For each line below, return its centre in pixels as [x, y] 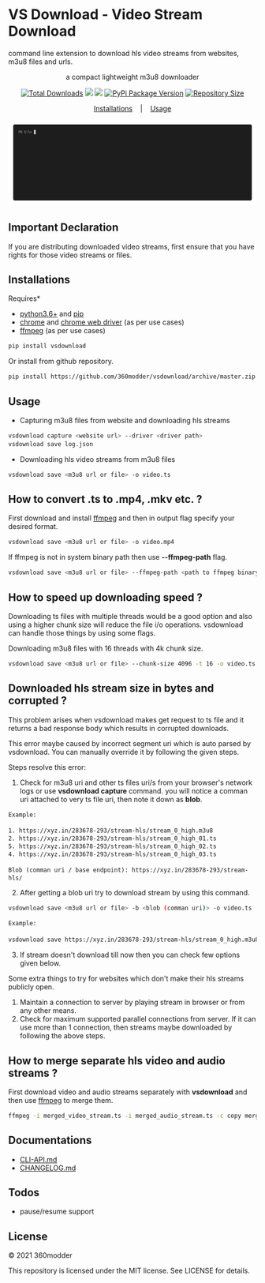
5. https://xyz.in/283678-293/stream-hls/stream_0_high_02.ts [112, 846]
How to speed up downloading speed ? [105, 597]
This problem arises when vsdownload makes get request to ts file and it [126, 719]
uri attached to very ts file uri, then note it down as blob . [111, 799]
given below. [40, 963]
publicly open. [31, 987]
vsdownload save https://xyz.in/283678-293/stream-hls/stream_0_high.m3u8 [134, 940]
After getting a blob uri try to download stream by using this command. [134, 892]
